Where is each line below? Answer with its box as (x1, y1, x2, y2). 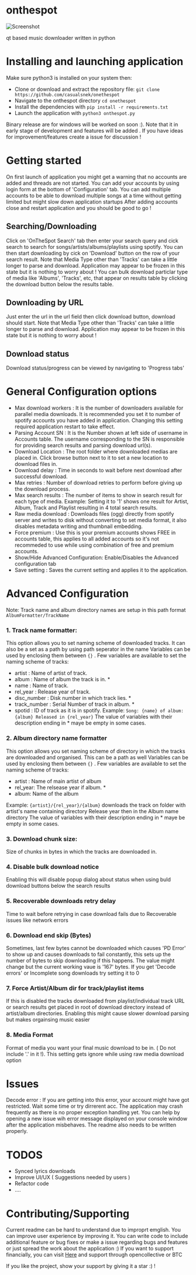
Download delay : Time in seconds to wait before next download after (14, 467, 183, 474)
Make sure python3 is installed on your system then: (6, 74, 132, 81)
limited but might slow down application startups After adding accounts (6, 198, 178, 205)
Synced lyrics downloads (14, 1168, 76, 1175)
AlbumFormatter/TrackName (6, 613, 69, 619)
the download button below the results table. (6, 280, 114, 288)
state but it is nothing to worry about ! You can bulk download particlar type (6, 268, 188, 275)
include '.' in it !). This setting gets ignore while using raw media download (6, 1050, 184, 1057)
